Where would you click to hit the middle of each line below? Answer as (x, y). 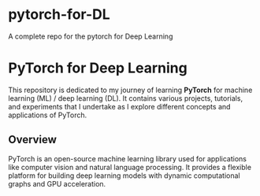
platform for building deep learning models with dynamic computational (124, 176)
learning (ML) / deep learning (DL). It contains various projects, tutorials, (125, 98)
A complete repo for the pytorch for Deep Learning (91, 36)
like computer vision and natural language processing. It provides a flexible (130, 167)
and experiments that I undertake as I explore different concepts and (119, 106)
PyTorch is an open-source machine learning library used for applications (127, 158)
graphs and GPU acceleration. (57, 183)
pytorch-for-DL (59, 15)
